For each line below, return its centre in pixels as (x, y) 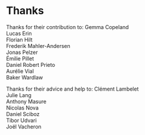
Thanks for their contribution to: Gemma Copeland (67, 27)
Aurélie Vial (20, 71)
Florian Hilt (19, 40)
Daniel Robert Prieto (30, 65)
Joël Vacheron (24, 126)
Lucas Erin (19, 33)
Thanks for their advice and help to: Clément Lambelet (72, 89)
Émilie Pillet (20, 58)
